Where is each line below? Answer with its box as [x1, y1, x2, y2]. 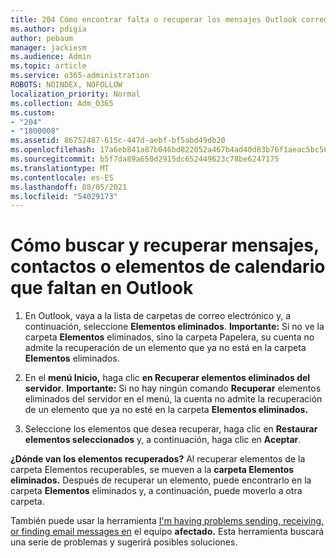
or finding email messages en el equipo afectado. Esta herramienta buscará [10, 526, 325, 538]
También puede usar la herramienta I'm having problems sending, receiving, [10, 515, 325, 527]
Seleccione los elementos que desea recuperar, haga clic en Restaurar [24, 423, 318, 435]
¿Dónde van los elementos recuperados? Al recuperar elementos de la [10, 453, 306, 465]
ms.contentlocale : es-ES [10, 172, 114, 183]
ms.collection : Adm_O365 [10, 98, 114, 108]
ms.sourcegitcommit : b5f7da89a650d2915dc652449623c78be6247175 [10, 154, 280, 164]
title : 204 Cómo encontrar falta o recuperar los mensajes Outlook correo [10, 14, 329, 25]
